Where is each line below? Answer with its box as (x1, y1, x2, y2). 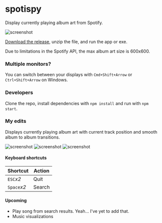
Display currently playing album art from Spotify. (5, 20, 103, 26)
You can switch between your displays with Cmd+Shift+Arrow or (5, 72, 133, 78)
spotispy (5, 3, 42, 15)
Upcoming (5, 197, 27, 203)
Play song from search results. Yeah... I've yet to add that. (12, 208, 129, 214)
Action (33, 167, 50, 174)
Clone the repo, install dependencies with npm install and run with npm (5, 100, 149, 106)
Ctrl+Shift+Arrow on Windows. (5, 77, 68, 83)
